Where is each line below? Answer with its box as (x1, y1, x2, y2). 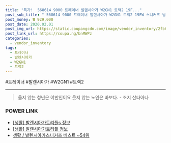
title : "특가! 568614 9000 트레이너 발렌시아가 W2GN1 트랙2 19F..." (5, 7, 142, 13)
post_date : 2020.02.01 (5, 21, 53, 27)
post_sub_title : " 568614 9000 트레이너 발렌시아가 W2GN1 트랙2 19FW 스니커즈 (5, 12, 160, 17)
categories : (5, 36, 31, 41)
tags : (5, 45, 17, 50)
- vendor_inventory (10, 41, 51, 46)
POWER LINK (5, 107, 38, 115)
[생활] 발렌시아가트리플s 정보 (12, 120, 70, 126)
